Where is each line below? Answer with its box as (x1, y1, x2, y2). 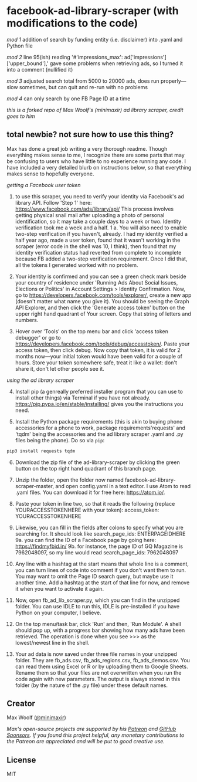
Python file (6, 42, 33, 49)
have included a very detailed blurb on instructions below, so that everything (6, 164, 192, 171)
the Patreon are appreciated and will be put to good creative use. (6, 738, 165, 745)
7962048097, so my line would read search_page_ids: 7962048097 (15, 549, 179, 556)
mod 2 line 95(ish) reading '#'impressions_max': (6, 53, 123, 60)
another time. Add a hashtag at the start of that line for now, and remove (15, 579, 190, 586)
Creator (6, 699, 36, 709)
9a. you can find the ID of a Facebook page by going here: (15, 536, 157, 543)
